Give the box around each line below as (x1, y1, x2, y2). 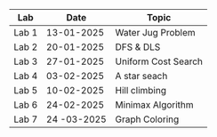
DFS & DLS (115, 41, 161, 52)
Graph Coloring (115, 113, 180, 125)
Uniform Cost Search (115, 55, 203, 68)
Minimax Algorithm (115, 99, 194, 110)
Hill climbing (115, 85, 167, 96)
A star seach (115, 70, 168, 82)
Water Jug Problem (115, 27, 196, 38)
